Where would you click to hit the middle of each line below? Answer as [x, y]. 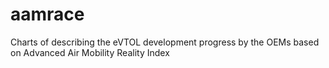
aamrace [47, 14]
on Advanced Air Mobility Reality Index [90, 52]
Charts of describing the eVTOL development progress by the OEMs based [165, 42]
